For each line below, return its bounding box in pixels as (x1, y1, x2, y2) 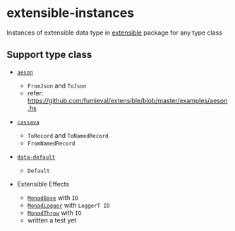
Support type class (6, 49, 92, 61)
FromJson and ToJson (27, 81, 87, 90)
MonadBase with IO (27, 193, 78, 202)
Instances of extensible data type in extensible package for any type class (6, 28, 223, 37)
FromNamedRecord (27, 140, 76, 147)
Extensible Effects (16, 179, 70, 188)
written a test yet (27, 215, 77, 224)
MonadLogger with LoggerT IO (27, 201, 110, 209)
